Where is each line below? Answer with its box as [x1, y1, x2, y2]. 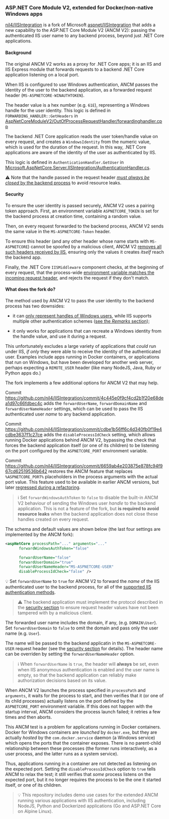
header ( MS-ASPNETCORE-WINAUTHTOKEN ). [5, 92, 85, 98]
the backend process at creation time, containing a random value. [5, 213, 142, 219]
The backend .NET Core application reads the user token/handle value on [5, 133, 158, 139]
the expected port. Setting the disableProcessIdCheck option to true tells [5, 766, 156, 772]
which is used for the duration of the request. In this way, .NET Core [5, 144, 146, 150]
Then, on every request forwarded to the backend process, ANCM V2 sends [5, 223, 164, 229]
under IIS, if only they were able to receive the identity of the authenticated [5, 348, 161, 354]
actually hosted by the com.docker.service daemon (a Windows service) [5, 735, 155, 741]
